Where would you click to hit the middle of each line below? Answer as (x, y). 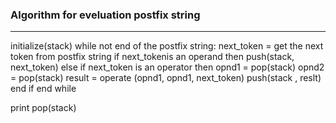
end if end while (43, 89)
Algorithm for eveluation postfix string (105, 15)
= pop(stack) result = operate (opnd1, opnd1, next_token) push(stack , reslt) (166, 78)
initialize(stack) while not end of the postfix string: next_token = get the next (167, 46)
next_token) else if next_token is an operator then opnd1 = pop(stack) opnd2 (167, 67)
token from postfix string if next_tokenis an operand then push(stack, (152, 57)
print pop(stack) (43, 108)
